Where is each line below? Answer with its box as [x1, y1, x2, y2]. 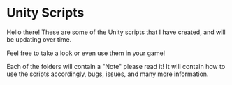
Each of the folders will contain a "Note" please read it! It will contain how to [6, 62, 226, 70]
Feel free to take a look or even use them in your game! [6, 49, 166, 57]
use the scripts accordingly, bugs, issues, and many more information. [6, 70, 209, 78]
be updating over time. [6, 35, 72, 43]
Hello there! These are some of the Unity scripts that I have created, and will [6, 28, 226, 36]
